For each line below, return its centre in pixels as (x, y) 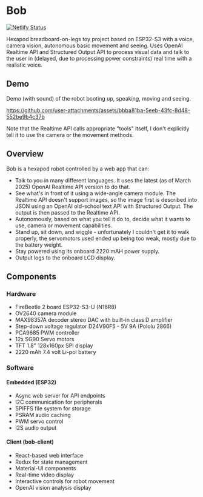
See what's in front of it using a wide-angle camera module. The (95, 193)
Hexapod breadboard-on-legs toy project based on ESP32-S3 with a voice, (100, 39)
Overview (25, 154)
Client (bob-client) (30, 442)
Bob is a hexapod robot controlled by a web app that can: (78, 168)
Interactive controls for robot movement (65, 481)
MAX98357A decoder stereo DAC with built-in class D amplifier (94, 320)
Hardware (21, 293)
